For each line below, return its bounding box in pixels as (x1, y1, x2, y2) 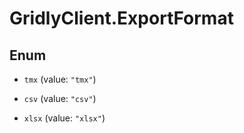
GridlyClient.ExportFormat (9, 7, 234, 30)
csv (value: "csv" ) (23, 93, 97, 104)
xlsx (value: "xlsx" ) (23, 112, 106, 124)
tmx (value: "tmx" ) (23, 73, 97, 85)
